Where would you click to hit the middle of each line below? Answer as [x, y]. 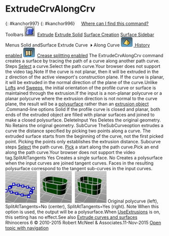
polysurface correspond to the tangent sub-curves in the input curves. [79, 168]
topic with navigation [27, 228]
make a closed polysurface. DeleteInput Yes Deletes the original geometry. [83, 120]
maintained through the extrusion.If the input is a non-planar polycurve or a [84, 93]
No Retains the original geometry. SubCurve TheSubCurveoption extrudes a [84, 125]
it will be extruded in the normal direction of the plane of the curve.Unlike [81, 82]
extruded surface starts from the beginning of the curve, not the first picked [84, 136]
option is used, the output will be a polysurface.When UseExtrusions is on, [83, 212]
